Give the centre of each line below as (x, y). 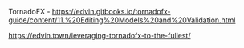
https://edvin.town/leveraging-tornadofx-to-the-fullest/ (100, 36)
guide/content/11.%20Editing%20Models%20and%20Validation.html (122, 20)
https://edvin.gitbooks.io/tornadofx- (111, 12)
